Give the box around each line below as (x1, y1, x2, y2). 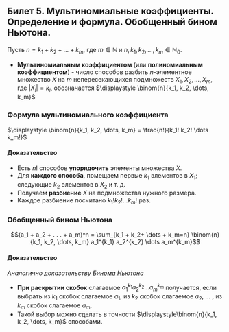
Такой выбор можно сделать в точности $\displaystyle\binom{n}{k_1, (16, 310, 217, 318)
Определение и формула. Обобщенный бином (7, 16, 217, 28)
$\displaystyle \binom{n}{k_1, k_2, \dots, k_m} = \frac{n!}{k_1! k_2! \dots (7, 126, 209, 134)
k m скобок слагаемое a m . (16, 301, 93, 311)
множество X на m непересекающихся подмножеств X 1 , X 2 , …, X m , (16, 75, 213, 85)
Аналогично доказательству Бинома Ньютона (7, 269, 144, 277)
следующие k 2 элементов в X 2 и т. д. (16, 180, 125, 190)
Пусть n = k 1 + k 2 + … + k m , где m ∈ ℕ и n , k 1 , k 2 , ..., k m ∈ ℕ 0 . (7, 45, 182, 56)
